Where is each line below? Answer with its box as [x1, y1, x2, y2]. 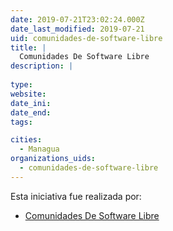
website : [10, 89, 47, 99]
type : [10, 80, 33, 90]
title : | [10, 42, 47, 53]
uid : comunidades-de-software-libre [10, 33, 163, 43]
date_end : [10, 107, 52, 118]
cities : [10, 135, 43, 145]
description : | [10, 61, 74, 71]
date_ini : [10, 98, 52, 108]
